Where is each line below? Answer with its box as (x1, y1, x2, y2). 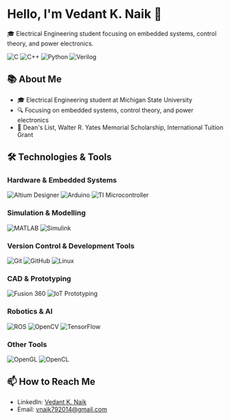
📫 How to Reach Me (7, 376, 95, 388)
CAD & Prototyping (7, 273, 71, 283)
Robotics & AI (7, 306, 53, 316)
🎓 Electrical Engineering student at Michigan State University (16, 96, 193, 104)
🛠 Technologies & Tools (7, 151, 112, 163)
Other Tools (7, 339, 47, 349)
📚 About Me (7, 74, 62, 85)
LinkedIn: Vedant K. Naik (16, 397, 87, 406)
